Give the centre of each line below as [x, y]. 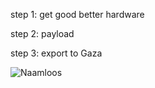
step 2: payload [42, 33]
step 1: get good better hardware [77, 14]
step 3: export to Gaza [56, 53]
